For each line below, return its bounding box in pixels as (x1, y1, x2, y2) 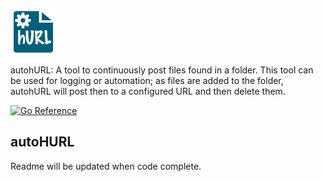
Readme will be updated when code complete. (10, 160, 202, 172)
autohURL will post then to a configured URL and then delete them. (10, 85, 286, 97)
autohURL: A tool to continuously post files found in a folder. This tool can (10, 64, 314, 76)
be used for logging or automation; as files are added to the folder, (10, 75, 284, 86)
